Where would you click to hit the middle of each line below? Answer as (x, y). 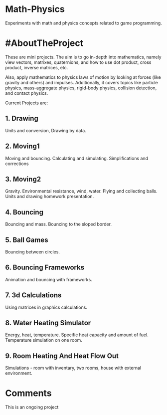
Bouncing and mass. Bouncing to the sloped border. (59, 224)
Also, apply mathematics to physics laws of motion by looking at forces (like (83, 77)
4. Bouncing (24, 212)
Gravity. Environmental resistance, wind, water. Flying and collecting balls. (82, 191)
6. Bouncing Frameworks (45, 268)
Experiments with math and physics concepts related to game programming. (83, 23)
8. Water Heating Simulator (48, 323)
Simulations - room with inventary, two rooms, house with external (73, 368)
